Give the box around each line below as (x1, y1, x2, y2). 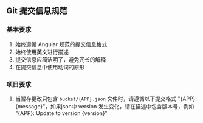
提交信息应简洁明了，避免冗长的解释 (15, 55, 106, 63)
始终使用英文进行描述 (15, 48, 69, 55)
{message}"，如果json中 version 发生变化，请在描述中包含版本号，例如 (15, 102, 194, 110)
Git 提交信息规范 (6, 5, 68, 16)
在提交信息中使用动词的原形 (15, 63, 85, 71)
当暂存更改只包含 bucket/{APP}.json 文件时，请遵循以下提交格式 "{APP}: (15, 95, 198, 102)
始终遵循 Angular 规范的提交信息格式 (15, 40, 108, 47)
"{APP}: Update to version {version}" (15, 109, 108, 117)
